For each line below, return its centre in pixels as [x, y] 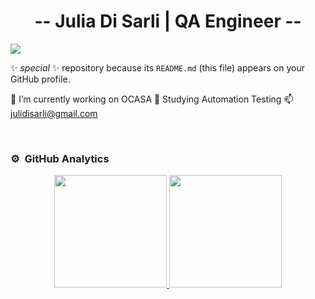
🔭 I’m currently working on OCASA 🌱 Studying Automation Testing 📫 [152, 99]
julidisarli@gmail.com [54, 113]
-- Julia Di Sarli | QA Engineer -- [168, 21]
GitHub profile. [40, 79]
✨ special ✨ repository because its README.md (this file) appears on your [158, 67]
